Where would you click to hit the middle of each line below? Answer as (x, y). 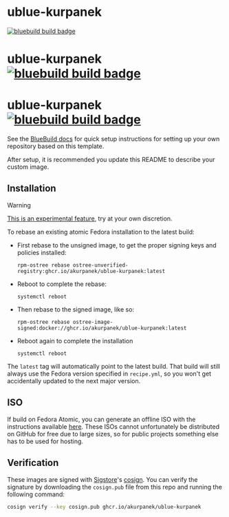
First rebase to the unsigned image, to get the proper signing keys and (117, 245)
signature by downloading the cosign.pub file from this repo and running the (115, 487)
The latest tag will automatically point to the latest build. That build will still (113, 366)
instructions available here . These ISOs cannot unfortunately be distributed (113, 426)
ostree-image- (93, 322)
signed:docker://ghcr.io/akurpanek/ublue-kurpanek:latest (102, 328)
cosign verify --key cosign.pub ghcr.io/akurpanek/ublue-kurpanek (104, 507)
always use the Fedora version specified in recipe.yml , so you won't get (109, 374)
